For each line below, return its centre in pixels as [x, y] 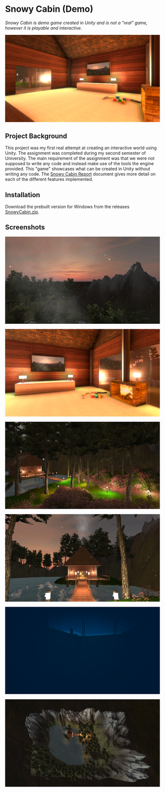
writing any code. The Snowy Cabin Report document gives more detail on [81, 174]
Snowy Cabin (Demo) [49, 9]
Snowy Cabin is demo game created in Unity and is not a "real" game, [76, 23]
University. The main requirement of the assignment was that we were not [80, 158]
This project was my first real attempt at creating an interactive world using [81, 148]
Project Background [36, 136]
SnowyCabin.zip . [22, 212]
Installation [23, 195]
